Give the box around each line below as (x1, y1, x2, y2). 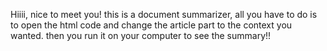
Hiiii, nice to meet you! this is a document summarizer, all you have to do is (10, 9, 318, 20)
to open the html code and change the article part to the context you (10, 19, 293, 31)
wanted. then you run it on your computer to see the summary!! (10, 30, 272, 41)
